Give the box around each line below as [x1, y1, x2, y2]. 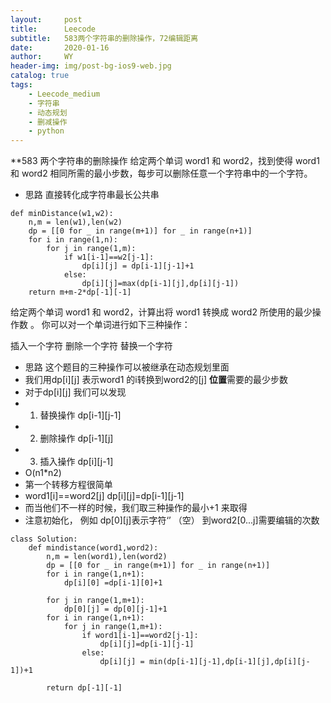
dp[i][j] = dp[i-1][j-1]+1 [81, 261, 195, 271]
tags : [10, 80, 33, 90]
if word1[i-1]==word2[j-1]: [81, 631, 199, 641]
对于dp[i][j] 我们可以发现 [24, 386, 127, 398]
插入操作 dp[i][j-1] [39, 456, 114, 468]
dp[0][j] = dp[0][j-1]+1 [63, 604, 168, 615]
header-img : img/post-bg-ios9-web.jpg [10, 61, 172, 71]
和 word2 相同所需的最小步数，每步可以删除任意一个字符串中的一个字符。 [10, 167, 313, 180]
